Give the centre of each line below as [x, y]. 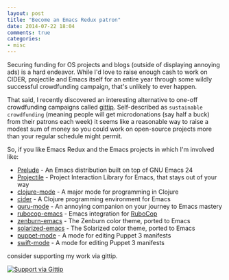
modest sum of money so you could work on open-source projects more [110, 129]
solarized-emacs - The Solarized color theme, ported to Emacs [106, 228]
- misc [16, 45]
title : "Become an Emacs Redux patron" [64, 20]
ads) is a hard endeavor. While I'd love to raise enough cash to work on [107, 72]
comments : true [29, 33]
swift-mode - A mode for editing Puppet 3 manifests [91, 243]
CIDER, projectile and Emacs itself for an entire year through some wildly [110, 79]
